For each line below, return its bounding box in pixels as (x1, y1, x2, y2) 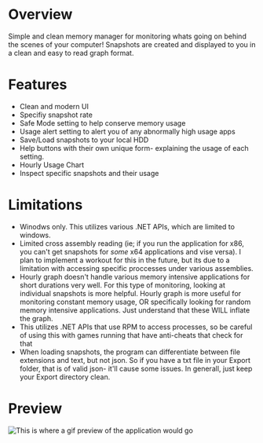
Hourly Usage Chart (19, 159, 85, 170)
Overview (8, 5, 73, 24)
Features (8, 76, 68, 93)
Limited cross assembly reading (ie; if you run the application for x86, (19, 238, 245, 248)
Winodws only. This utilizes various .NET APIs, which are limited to (19, 222, 236, 231)
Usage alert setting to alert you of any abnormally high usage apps (19, 126, 236, 136)
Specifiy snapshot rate (19, 110, 93, 119)
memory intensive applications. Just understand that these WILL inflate (19, 305, 250, 315)
